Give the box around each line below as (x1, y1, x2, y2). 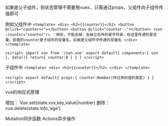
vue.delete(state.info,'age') (5, 105, 61, 111)
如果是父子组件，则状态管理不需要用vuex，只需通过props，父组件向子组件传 (5, 4, 163, 10)
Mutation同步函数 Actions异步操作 (5, 115, 76, 121)
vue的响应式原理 (5, 89, 40, 95)
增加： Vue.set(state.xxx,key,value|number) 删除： (5, 99, 110, 105)
